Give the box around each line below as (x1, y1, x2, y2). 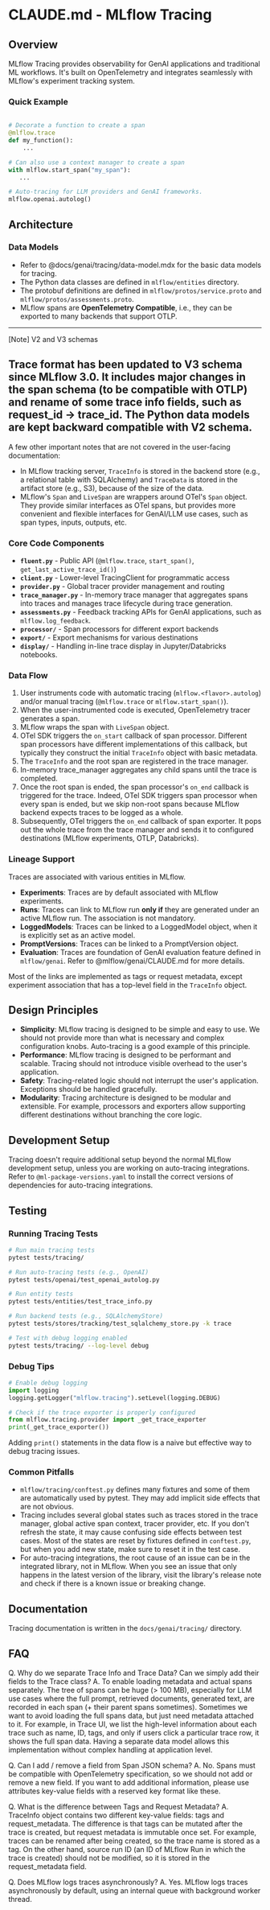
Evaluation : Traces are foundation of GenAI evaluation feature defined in (19, 947, 261, 957)
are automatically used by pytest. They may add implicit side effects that (19, 1493, 260, 1503)
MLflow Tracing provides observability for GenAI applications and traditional (8, 59, 260, 68)
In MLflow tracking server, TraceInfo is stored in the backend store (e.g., (19, 466, 260, 475)
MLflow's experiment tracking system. (8, 76, 135, 85)
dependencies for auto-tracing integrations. (8, 1180, 153, 1190)
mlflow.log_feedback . (19, 615, 91, 625)
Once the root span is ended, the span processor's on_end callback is (19, 782, 249, 792)
